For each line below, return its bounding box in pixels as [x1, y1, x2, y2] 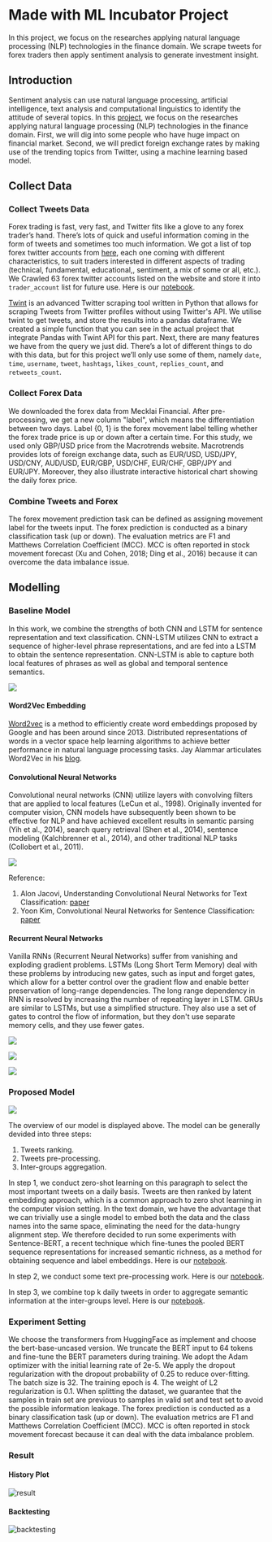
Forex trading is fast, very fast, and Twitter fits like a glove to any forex [8, 222, 244, 232]
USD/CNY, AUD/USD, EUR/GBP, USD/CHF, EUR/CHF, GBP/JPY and [8, 458, 232, 468]
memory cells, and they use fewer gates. [8, 1021, 145, 1030]
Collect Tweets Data [8, 203, 90, 215]
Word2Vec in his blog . [8, 753, 83, 763]
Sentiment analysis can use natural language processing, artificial [8, 95, 229, 105]
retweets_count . [8, 368, 63, 377]
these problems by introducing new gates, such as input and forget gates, [8, 969, 256, 978]
